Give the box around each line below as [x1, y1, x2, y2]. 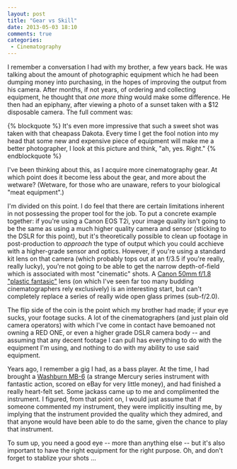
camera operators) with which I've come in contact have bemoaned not [7, 321, 216, 329]
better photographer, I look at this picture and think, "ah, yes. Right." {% [7, 145, 216, 152]
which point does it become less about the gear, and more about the [7, 173, 207, 181]
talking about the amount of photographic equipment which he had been [7, 70, 219, 79]
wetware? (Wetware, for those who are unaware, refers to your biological [7, 181, 221, 188]
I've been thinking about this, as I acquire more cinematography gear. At [7, 166, 218, 174]
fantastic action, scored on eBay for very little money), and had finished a [7, 380, 221, 388]
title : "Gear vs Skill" [7, 17, 78, 24]
